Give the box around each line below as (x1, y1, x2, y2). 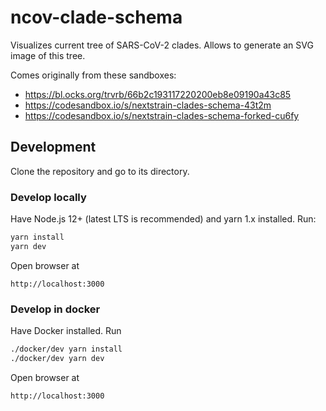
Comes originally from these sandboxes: (10, 69, 177, 81)
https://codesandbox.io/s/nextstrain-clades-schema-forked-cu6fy (24, 109, 300, 121)
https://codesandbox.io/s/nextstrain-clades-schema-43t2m (24, 99, 272, 111)
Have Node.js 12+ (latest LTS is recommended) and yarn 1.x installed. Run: (10, 213, 317, 225)
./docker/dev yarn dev (10, 353, 105, 363)
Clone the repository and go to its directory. (10, 165, 190, 177)
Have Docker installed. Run (10, 325, 122, 337)
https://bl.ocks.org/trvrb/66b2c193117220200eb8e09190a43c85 (24, 88, 292, 100)
